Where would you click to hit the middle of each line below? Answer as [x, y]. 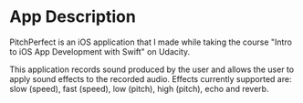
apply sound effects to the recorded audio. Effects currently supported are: [151, 78]
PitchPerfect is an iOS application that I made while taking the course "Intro [151, 42]
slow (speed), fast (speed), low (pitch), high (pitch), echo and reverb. [139, 88]
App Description [73, 17]
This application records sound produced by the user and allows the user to [152, 69]
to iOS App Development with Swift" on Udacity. [100, 51]
